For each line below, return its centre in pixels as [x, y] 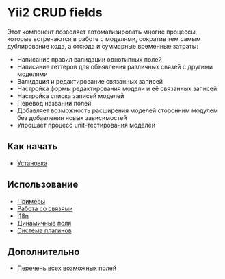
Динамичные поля [44, 223]
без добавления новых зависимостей [72, 117]
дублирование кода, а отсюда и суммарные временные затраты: [103, 46]
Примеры [31, 201]
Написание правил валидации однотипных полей [89, 59]
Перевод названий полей [54, 103]
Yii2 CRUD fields [55, 13]
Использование [43, 185]
